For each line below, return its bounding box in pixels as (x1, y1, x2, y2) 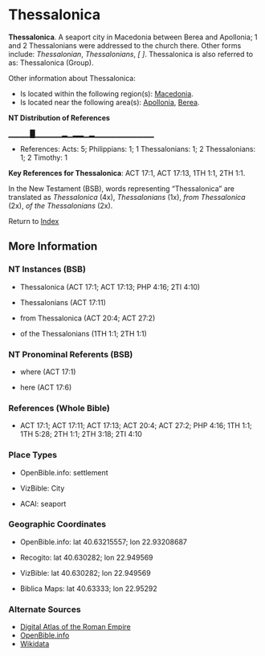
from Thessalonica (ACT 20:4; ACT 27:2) (19, 313, 156, 323)
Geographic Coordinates (8, 519, 107, 530)
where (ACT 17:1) (19, 367, 76, 377)
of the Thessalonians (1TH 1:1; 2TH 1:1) (19, 328, 147, 338)
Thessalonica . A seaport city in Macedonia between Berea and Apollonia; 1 (8, 32, 258, 42)
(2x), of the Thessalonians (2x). (8, 201, 113, 210)
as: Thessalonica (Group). (8, 58, 94, 67)
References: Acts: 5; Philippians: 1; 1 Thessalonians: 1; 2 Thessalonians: (19, 144, 256, 153)
